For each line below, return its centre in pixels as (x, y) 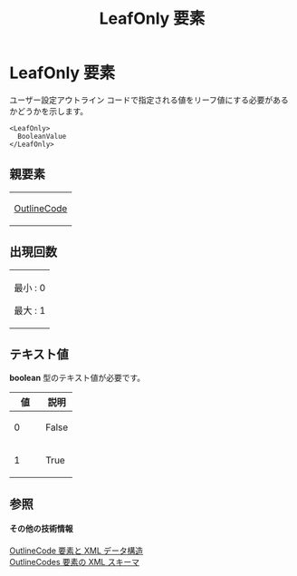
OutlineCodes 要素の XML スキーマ (75, 561)
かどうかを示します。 (49, 111)
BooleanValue (42, 136)
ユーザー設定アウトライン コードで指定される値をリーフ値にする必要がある (149, 100)
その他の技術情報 (41, 529)
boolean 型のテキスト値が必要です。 (77, 378)
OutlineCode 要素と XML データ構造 (77, 551)
